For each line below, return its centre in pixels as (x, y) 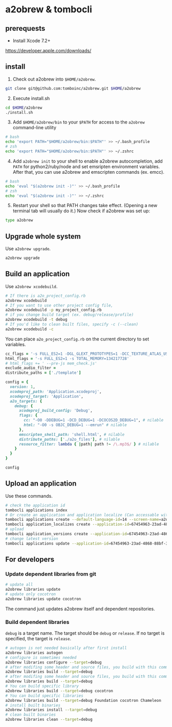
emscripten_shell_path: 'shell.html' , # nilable (72, 434)
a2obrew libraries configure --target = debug (53, 662)
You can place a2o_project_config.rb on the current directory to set (77, 339)
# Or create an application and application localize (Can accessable (82, 515)
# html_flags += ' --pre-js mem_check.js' (51, 363)
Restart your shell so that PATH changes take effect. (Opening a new (85, 206)
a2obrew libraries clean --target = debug (49, 720)
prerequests (25, 28)
